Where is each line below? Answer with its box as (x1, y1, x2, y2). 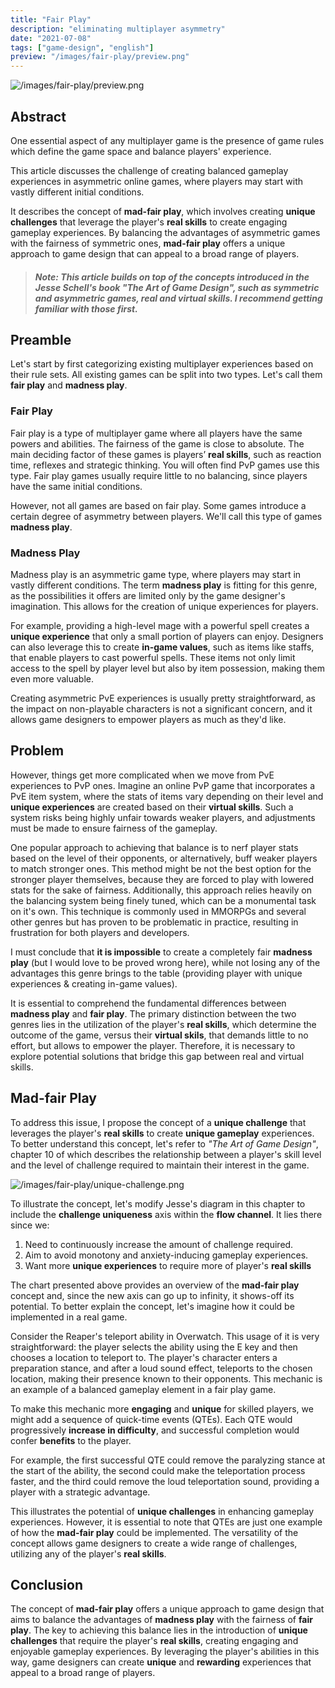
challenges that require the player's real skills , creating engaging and (10, 1635, 299, 1647)
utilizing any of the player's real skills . (10, 1547, 167, 1560)
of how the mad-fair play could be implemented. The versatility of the (10, 1526, 299, 1538)
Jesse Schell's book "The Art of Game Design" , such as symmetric (34, 281, 320, 293)
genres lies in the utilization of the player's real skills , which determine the (10, 1018, 317, 1030)
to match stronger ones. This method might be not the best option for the (10, 862, 312, 875)
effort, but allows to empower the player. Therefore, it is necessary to (10, 1039, 296, 1051)
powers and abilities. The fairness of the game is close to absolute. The (10, 437, 305, 450)
